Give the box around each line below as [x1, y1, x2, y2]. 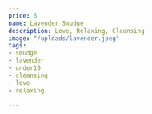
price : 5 [8, 11, 38, 20]
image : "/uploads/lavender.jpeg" [8, 34, 120, 43]
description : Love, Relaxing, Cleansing [8, 26, 146, 35]
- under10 [8, 64, 42, 72]
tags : [8, 42, 26, 50]
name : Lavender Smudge [8, 19, 84, 27]
